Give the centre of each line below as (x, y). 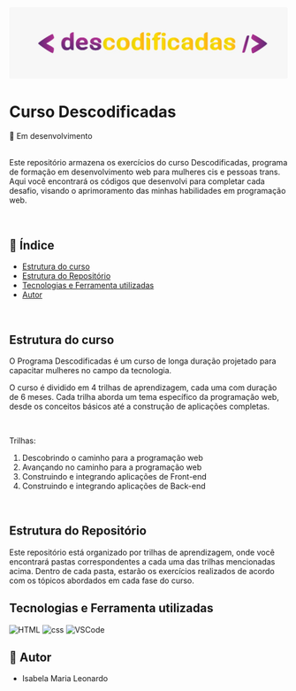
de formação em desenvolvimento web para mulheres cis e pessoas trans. (145, 172)
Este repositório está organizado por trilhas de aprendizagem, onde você (142, 552)
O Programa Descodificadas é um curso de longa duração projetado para (143, 361)
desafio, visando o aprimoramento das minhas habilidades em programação (148, 191)
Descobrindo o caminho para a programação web (112, 458)
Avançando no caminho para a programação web (112, 467)
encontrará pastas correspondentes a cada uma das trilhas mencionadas (142, 561)
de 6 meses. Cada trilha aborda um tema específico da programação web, (144, 397)
